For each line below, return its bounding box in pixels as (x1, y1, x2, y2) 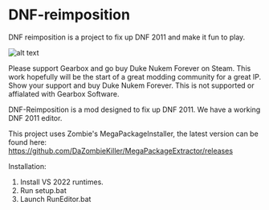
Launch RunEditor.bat (19, 194, 92, 204)
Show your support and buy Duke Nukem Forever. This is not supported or (8, 80, 255, 90)
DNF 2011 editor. (8, 113, 63, 122)
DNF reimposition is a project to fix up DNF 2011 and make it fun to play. (8, 32, 246, 42)
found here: (8, 137, 47, 146)
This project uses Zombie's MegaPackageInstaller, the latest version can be (8, 129, 259, 138)
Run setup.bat (19, 185, 67, 195)
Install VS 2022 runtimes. (19, 177, 104, 187)
